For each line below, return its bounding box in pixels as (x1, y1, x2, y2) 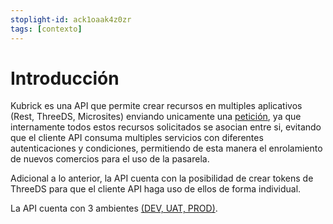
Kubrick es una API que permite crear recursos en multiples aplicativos (10, 100, 303, 112)
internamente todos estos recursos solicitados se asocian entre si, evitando (10, 121, 322, 133)
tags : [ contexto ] (10, 24, 83, 34)
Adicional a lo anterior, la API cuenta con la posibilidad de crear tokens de (10, 172, 314, 185)
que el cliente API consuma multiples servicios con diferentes (10, 132, 264, 144)
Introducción (10, 67, 120, 90)
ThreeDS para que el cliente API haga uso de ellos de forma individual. (10, 183, 302, 195)
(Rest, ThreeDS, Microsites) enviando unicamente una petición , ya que (10, 111, 302, 123)
